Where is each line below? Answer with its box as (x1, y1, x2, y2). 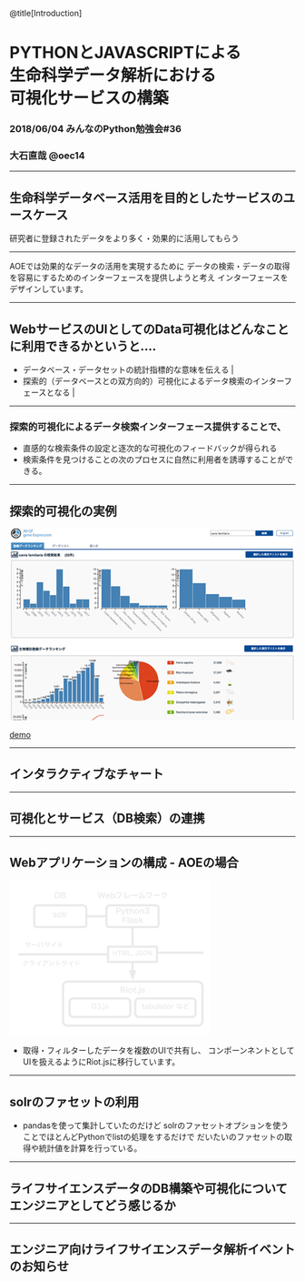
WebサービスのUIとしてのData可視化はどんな (9, 321, 266, 337)
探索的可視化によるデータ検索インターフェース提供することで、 (9, 420, 287, 433)
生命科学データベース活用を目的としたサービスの (9, 190, 283, 206)
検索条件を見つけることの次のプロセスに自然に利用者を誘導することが (22, 454, 286, 465)
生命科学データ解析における (9, 66, 217, 86)
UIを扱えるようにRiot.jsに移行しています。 (22, 1056, 180, 1067)
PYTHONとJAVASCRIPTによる (9, 43, 242, 63)
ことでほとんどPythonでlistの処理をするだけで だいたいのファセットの (22, 1132, 285, 1143)
